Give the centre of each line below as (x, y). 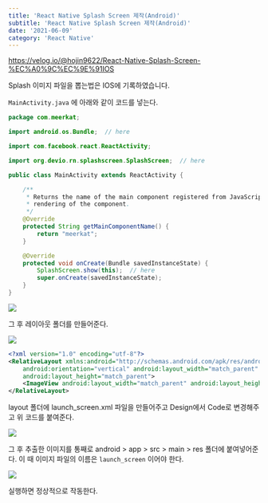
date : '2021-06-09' (41, 30)
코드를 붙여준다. (49, 417)
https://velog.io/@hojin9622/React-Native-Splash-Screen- (104, 61)
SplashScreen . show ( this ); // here (96, 271)
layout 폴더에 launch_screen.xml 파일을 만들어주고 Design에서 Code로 (120, 407)
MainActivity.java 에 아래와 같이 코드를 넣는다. (83, 102)
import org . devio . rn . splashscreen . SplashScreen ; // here (106, 160)
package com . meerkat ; (44, 118)
